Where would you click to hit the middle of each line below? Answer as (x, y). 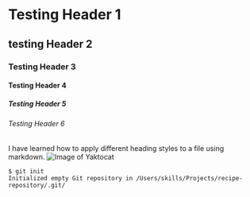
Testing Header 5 (37, 103)
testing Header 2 (50, 44)
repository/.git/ (37, 185)
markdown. (27, 156)
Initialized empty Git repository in (71, 178)
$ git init (26, 171)
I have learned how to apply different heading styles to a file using (116, 148)
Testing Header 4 (37, 86)
